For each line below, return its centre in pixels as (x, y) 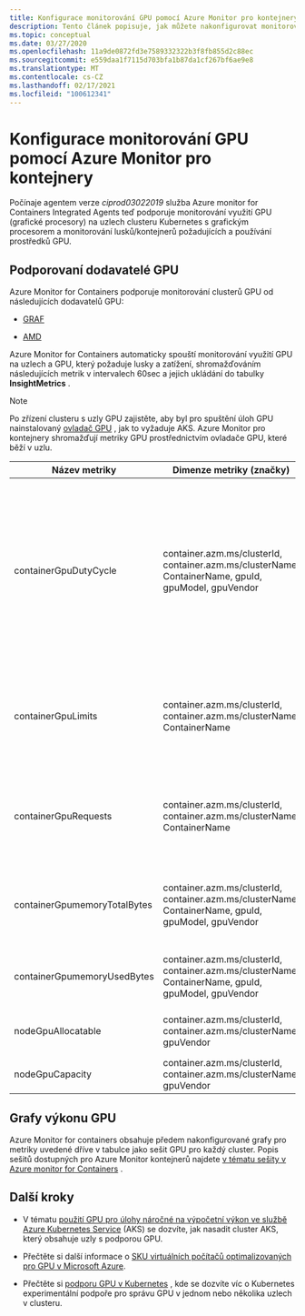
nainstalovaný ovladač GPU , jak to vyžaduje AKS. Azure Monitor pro (138, 428)
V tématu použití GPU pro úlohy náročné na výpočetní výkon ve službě (155, 1219)
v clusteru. (42, 1302)
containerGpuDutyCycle (65, 571)
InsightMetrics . (40, 384)
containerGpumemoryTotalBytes (83, 905)
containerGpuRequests (63, 817)
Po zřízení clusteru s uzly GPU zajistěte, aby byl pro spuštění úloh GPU (142, 418)
